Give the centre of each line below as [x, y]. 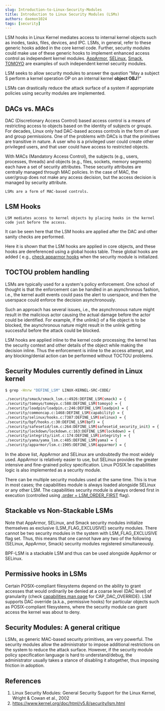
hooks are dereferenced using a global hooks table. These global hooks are [82, 251]
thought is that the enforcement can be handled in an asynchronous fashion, [82, 289]
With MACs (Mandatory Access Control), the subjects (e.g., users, [72, 156]
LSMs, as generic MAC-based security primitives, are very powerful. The [79, 640]
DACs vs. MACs [29, 109]
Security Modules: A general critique [63, 627]
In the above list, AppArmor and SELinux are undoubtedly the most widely [80, 454]
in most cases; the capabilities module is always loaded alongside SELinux [81, 485]
